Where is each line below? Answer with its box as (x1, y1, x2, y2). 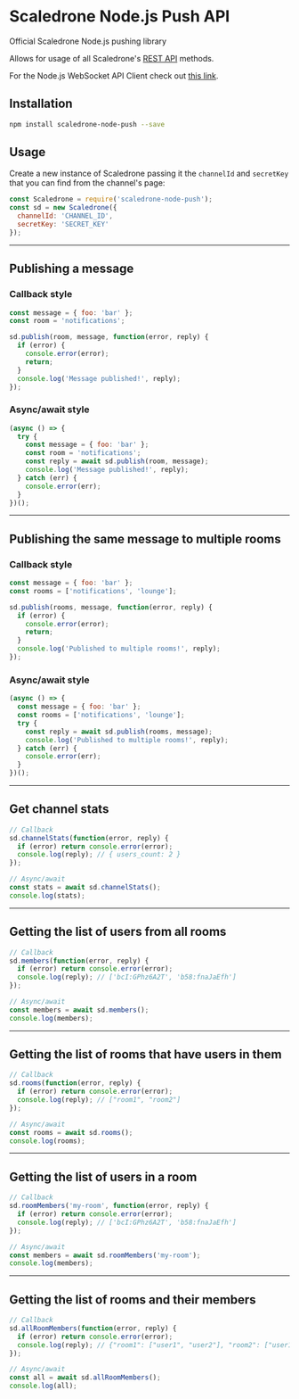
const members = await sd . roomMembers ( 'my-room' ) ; (9, 1251, 201, 1260)
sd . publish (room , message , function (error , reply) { (9, 333, 209, 342)
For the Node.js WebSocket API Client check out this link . (9, 70, 219, 81)
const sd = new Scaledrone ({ (9, 203, 117, 212)
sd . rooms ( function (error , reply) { (9, 1079, 141, 1088)
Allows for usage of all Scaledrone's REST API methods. (9, 53, 214, 63)
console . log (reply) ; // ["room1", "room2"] (17, 1096, 181, 1105)
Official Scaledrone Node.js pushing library (9, 36, 167, 46)
